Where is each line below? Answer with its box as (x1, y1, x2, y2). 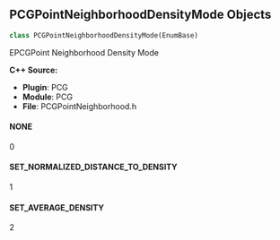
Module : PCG (22, 91, 74, 102)
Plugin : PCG (22, 81, 69, 92)
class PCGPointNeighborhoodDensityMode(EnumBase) (9, 30, 199, 39)
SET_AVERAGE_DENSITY (9, 201, 105, 213)
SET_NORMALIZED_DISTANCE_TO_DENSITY (9, 161, 178, 173)
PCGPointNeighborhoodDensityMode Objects (9, 7, 272, 22)
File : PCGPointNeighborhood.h (22, 100, 137, 111)
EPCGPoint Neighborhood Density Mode (9, 47, 160, 57)
